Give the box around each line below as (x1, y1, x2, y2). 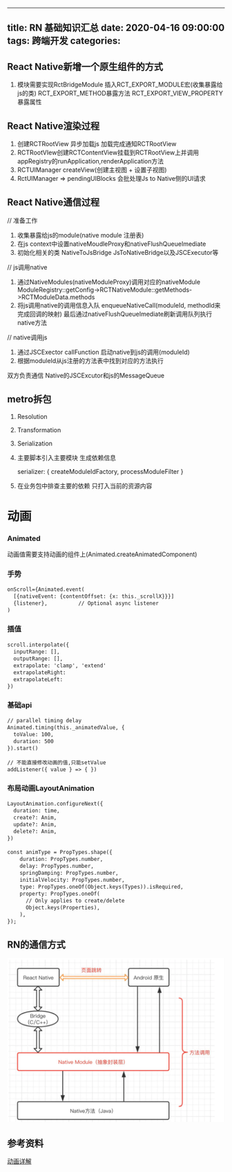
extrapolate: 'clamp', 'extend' (13, 662, 107, 669)
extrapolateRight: (13, 669, 67, 676)
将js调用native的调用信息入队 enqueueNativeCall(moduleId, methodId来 (17, 301, 221, 309)
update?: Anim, (13, 822, 57, 828)
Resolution (17, 412, 48, 420)
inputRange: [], (13, 648, 60, 655)
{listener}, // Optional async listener (13, 600, 159, 607)
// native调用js (7, 333, 48, 341)
